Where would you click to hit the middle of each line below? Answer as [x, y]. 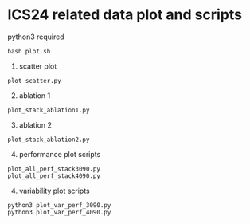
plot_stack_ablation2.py [49, 140]
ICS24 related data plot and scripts [125, 15]
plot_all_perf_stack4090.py [54, 176]
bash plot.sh [29, 51]
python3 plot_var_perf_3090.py [59, 205]
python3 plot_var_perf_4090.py [59, 212]
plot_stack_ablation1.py [49, 110]
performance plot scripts [60, 154]
